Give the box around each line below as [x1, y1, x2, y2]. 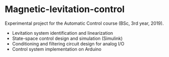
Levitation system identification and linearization [12, 30, 113, 36]
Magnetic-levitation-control [5, 4, 125, 15]
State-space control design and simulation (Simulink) [12, 35, 123, 41]
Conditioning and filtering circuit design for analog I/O [12, 40, 124, 46]
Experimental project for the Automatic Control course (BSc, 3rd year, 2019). [5, 20, 164, 26]
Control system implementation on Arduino [12, 46, 102, 52]
